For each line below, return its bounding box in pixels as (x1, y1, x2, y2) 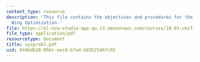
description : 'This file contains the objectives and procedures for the (6, 14, 193, 20)
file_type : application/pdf (6, 31, 76, 37)
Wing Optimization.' (11, 19, 62, 25)
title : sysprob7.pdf (6, 42, 58, 48)
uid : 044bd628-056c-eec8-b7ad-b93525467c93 (6, 47, 116, 53)
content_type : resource (6, 8, 65, 15)
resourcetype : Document (6, 36, 65, 42)
